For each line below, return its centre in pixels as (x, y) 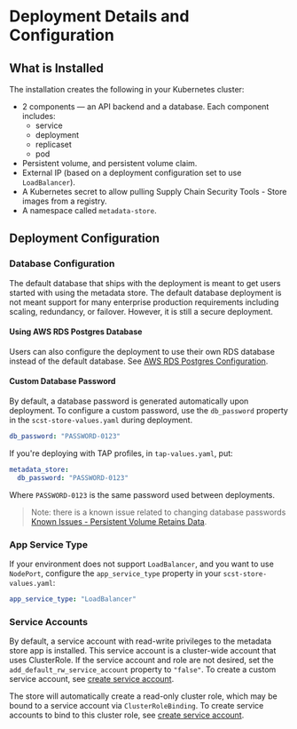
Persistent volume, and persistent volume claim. (109, 163)
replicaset (54, 144)
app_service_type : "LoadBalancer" (73, 599)
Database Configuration (62, 264)
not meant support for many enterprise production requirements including (144, 302)
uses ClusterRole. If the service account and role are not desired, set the (141, 661)
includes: (39, 116)
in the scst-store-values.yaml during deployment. (101, 421)
